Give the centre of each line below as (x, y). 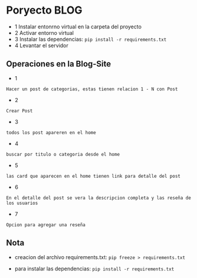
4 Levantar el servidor (42, 45)
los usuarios (22, 203)
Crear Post (19, 111)
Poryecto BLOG (44, 10)
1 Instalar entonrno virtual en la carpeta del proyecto (78, 27)
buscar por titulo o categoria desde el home (63, 154)
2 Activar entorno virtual (44, 32)
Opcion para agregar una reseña (46, 225)
